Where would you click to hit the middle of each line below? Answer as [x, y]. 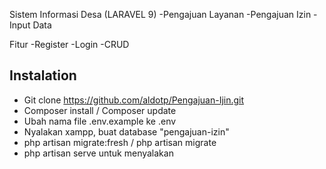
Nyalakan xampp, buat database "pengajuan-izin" [126, 131]
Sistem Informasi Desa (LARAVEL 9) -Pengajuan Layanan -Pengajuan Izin [160, 14]
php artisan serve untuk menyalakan [98, 153]
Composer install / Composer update [100, 110]
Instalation [43, 75]
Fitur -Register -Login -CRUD [69, 44]
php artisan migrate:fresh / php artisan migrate [120, 142]
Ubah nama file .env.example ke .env [100, 121]
